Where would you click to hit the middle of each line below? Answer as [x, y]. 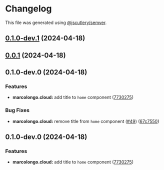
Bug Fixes [17, 110]
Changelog [28, 9]
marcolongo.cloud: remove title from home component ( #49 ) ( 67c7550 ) [86, 121]
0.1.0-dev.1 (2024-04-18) [45, 38]
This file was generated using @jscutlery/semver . [56, 22]
